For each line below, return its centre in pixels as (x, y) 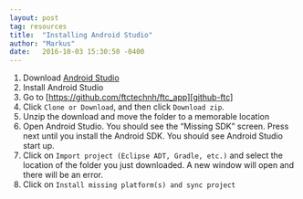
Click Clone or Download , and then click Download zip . (124, 107)
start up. (38, 146)
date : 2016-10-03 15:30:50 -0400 (77, 52)
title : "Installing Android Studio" (81, 35)
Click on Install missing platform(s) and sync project (129, 184)
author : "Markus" (42, 43)
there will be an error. (63, 175)
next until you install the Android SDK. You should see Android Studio (152, 136)
